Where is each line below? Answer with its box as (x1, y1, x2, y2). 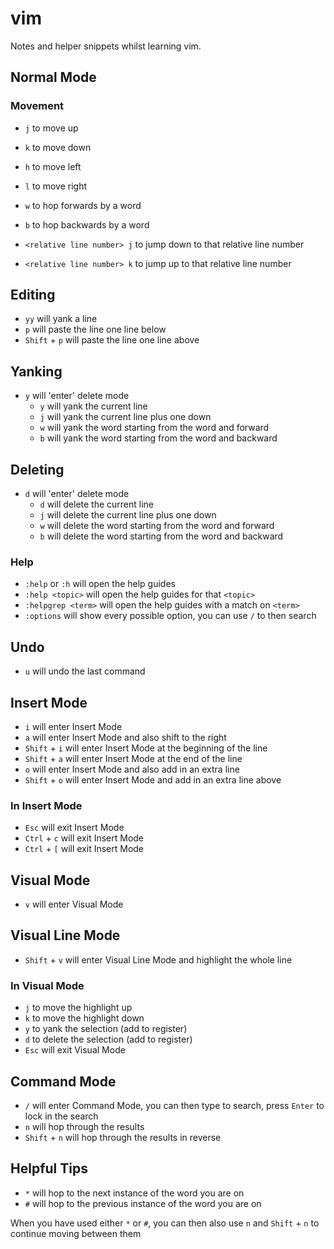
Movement (10, 99, 65, 113)
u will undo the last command (24, 665, 146, 677)
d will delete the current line (39, 498, 155, 511)
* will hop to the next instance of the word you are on (24, 1187, 245, 1199)
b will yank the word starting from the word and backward (39, 432, 278, 444)
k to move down (24, 141, 92, 153)
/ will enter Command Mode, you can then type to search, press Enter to (24, 1100, 325, 1112)
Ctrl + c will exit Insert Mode (24, 832, 145, 844)
